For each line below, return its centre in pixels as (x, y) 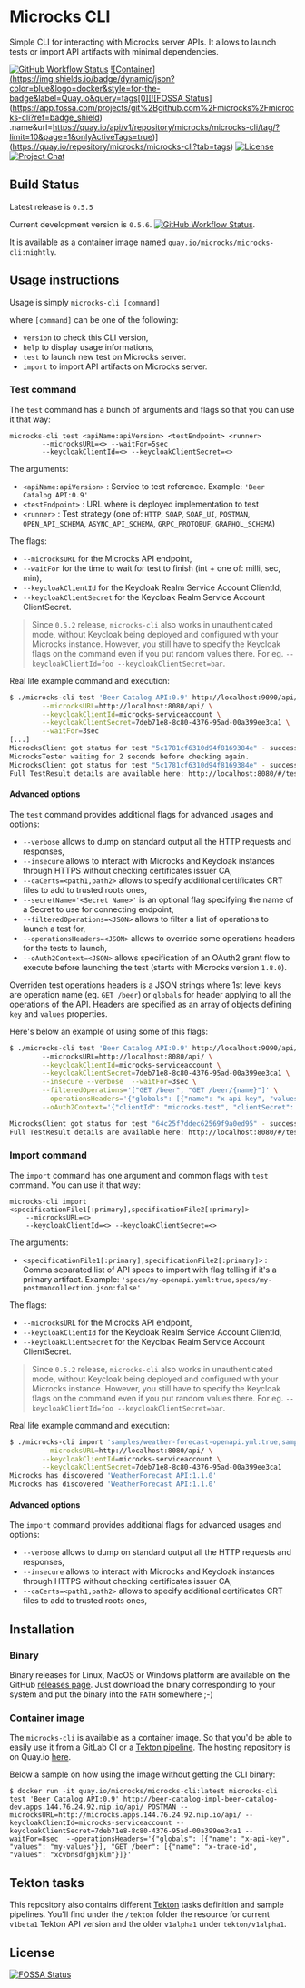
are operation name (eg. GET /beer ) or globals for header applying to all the (151, 994)
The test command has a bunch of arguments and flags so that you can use (152, 409)
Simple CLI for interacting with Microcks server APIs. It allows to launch (143, 42)
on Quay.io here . (40, 1757)
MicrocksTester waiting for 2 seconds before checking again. (129, 757)
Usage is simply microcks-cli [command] (85, 302)
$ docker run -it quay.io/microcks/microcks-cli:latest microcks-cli (144, 1792)
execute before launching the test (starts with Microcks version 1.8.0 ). (155, 967)
